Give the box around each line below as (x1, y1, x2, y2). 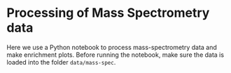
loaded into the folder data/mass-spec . (6, 58, 116, 66)
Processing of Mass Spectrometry (6, 5, 210, 21)
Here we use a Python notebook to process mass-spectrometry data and (6, 43, 218, 51)
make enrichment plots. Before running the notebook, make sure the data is (6, 51, 225, 59)
